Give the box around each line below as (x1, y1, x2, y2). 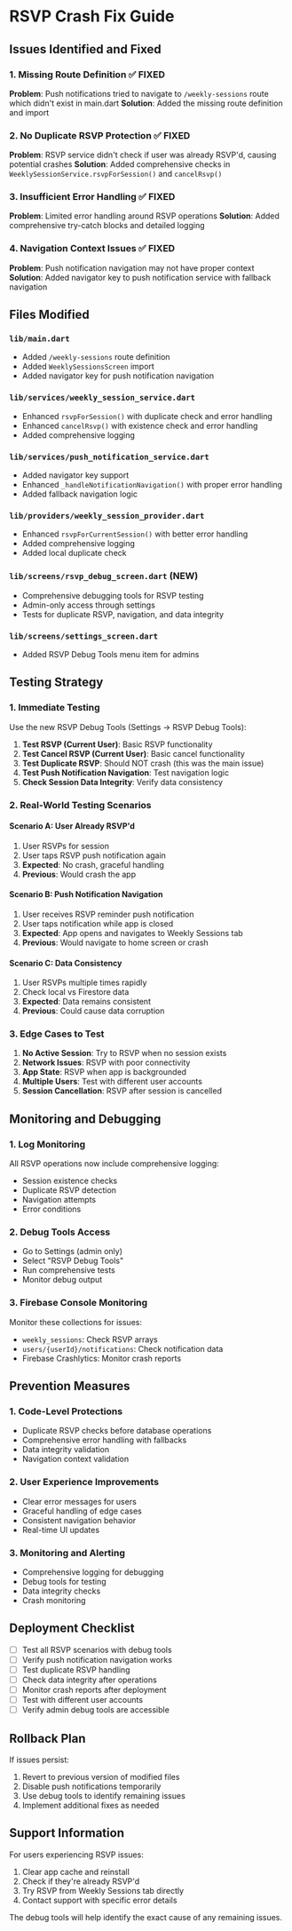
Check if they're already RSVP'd (21, 1876, 140, 1887)
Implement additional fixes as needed (21, 1800, 160, 1811)
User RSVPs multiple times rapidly (21, 977, 147, 988)
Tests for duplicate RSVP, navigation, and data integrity (21, 608, 225, 619)
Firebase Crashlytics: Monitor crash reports (21, 1353, 182, 1363)
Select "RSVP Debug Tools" (21, 1255, 124, 1267)
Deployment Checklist (9, 1621, 135, 1636)
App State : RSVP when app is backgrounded (21, 1067, 187, 1077)
